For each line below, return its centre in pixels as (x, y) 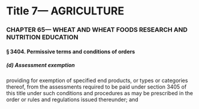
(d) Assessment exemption (40, 65)
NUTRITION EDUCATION (42, 37)
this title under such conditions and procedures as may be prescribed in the (100, 93)
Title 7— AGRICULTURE (65, 11)
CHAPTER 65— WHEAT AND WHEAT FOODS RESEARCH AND (97, 30)
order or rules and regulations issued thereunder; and (73, 99)
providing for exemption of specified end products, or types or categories (97, 80)
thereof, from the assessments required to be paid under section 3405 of (97, 87)
